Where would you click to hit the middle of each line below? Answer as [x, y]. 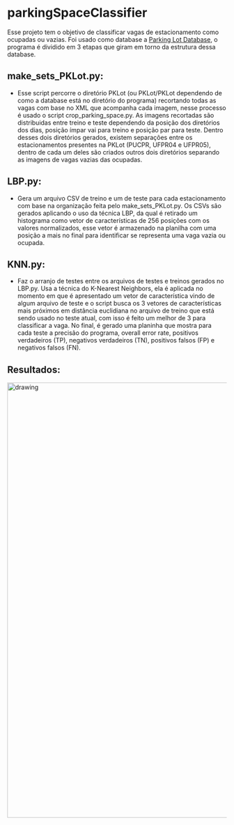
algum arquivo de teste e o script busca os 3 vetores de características [119, 304]
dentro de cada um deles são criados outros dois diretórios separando [118, 152]
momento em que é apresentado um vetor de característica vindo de [116, 296]
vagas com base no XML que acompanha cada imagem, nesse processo [122, 108]
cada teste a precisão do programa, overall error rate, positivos [108, 333]
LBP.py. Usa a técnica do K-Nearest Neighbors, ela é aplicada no [110, 289]
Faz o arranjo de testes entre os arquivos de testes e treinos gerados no [120, 281]
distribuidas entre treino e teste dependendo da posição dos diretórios [119, 123]
